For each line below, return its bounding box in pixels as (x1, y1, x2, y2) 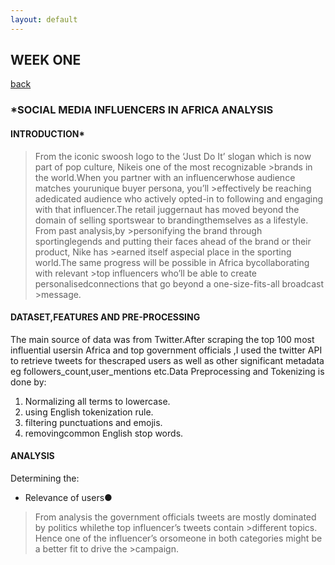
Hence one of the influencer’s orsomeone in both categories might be (34, 532, 323, 544)
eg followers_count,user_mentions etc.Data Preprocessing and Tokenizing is (10, 365, 325, 377)
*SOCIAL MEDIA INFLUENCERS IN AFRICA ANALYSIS (10, 103, 274, 117)
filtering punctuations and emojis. (24, 416, 163, 428)
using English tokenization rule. (24, 406, 154, 418)
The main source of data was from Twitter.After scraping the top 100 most (10, 333, 315, 345)
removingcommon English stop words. (24, 427, 184, 439)
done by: (10, 376, 47, 388)
